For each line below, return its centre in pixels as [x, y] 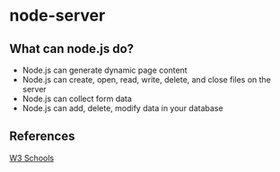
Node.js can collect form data [77, 99]
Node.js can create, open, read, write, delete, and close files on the [146, 80]
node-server [57, 16]
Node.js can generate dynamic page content [105, 70]
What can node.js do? [72, 49]
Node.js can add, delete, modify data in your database [122, 108]
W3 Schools [32, 158]
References [42, 137]
